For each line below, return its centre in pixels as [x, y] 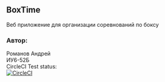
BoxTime [23, 10]
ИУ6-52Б [18, 60]
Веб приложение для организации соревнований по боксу [83, 24]
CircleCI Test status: [32, 67]
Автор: [17, 40]
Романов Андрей [28, 53]
